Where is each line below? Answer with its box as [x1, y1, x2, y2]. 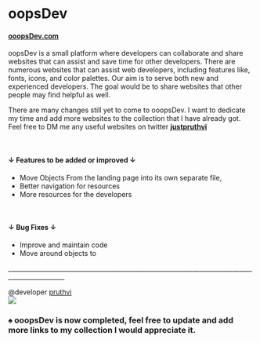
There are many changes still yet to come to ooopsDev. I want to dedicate [8, 105, 246, 115]
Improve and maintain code [19, 240, 108, 250]
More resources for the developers [19, 189, 132, 199]
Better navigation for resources [19, 181, 120, 191]
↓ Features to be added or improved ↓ [8, 155, 136, 165]
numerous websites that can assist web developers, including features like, [8, 65, 251, 75]
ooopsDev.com [8, 31, 59, 40]
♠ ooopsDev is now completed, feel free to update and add [8, 315, 233, 326]
